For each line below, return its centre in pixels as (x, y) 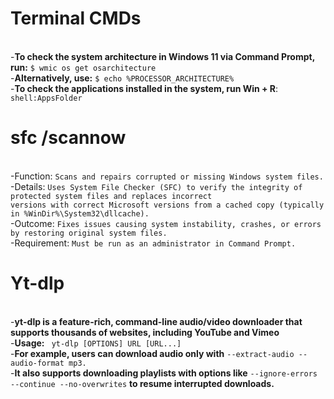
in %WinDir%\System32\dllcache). (80, 213)
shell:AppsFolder (46, 98)
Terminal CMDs (76, 18)
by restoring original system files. (89, 233)
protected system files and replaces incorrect (111, 196)
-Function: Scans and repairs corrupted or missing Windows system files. (167, 176)
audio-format (37, 363)
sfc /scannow (68, 138)
